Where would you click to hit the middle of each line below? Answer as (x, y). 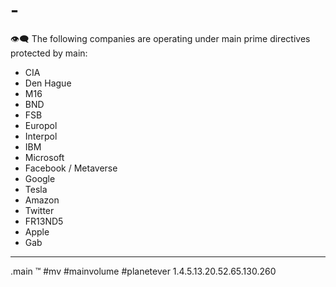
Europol (41, 125)
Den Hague (48, 83)
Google (40, 178)
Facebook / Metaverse (71, 168)
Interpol (41, 136)
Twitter (39, 210)
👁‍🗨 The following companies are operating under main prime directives (160, 38)
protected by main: (49, 53)
